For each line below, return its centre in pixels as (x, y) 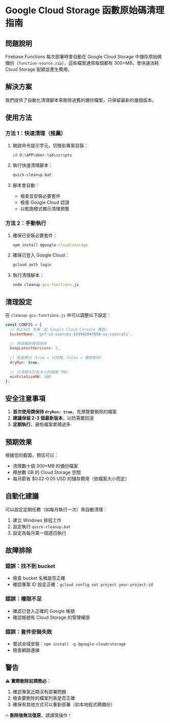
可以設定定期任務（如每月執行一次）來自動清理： (56, 509)
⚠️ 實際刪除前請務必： (28, 681)
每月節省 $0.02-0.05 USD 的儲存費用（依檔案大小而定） (71, 479)
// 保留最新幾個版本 (28, 343)
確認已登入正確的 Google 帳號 (44, 611)
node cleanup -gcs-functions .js (46, 285)
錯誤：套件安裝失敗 (29, 632)
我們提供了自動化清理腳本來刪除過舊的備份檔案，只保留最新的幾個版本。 (81, 100)
